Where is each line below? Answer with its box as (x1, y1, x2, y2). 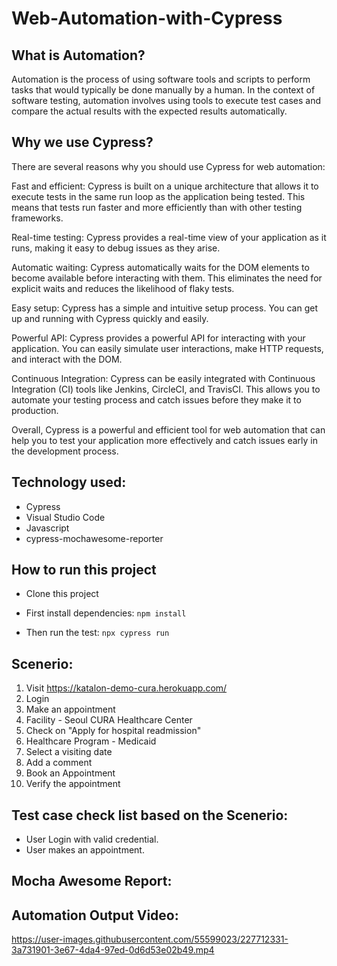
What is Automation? (11, 47, 146, 64)
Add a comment (25, 757, 93, 769)
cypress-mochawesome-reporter (25, 532, 164, 544)
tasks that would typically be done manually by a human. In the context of (11, 84, 316, 96)
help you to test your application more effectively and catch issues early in (11, 434, 318, 446)
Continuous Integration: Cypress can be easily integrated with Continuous (11, 372, 316, 384)
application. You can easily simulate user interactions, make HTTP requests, (11, 342, 324, 354)
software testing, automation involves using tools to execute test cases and (11, 95, 322, 106)
